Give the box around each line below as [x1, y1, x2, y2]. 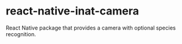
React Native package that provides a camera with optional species [6, 24, 176, 31]
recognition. [6, 30, 36, 37]
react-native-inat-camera [6, 4, 139, 18]
